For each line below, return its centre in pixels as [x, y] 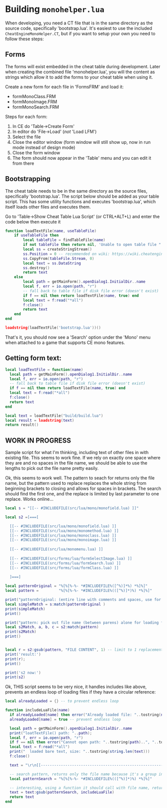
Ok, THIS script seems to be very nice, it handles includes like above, [76, 687]
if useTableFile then [36, 235]
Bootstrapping [28, 179]
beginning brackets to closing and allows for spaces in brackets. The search [83, 488]
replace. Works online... [29, 499]
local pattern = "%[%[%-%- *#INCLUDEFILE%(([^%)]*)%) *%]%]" [79, 591]
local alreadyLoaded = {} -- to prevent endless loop [62, 701]
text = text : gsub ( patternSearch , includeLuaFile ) [62, 793]
